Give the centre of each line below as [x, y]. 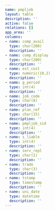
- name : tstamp [20, 178]
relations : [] [19, 28]
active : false [19, 23]
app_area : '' [18, 32]
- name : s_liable [22, 137]
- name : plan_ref [22, 110]
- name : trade [19, 164]
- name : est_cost [22, 69]
